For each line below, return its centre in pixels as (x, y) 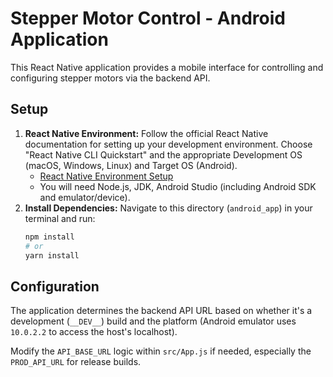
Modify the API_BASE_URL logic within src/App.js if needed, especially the (161, 351)
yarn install (52, 255)
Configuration (55, 286)
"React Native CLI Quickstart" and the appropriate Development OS (163, 154)
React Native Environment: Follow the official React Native (146, 133)
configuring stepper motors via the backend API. (110, 78)
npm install (49, 237)
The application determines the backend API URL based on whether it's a (161, 311)
